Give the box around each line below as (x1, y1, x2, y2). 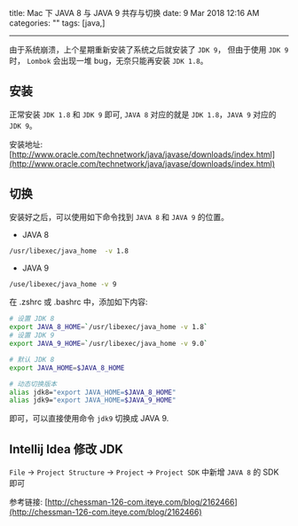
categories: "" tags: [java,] (9, 18, 106, 28)
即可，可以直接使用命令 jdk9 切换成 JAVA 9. (9, 413, 169, 424)
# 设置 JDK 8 (9, 314, 55, 324)
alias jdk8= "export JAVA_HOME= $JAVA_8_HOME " (9, 388, 176, 396)
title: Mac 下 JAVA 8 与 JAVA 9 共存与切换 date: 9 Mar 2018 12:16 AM (9, 8, 260, 18)
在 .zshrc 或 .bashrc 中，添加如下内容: (9, 296, 148, 308)
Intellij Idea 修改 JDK (9, 442, 124, 457)
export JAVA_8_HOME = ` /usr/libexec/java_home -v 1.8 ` (9, 323, 208, 332)
